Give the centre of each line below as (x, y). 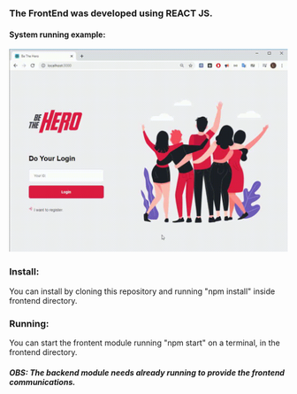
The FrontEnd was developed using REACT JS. (111, 13)
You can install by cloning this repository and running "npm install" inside (142, 291)
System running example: (57, 35)
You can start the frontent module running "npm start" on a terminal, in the (145, 343)
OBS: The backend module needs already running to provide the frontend (147, 372)
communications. (42, 382)
